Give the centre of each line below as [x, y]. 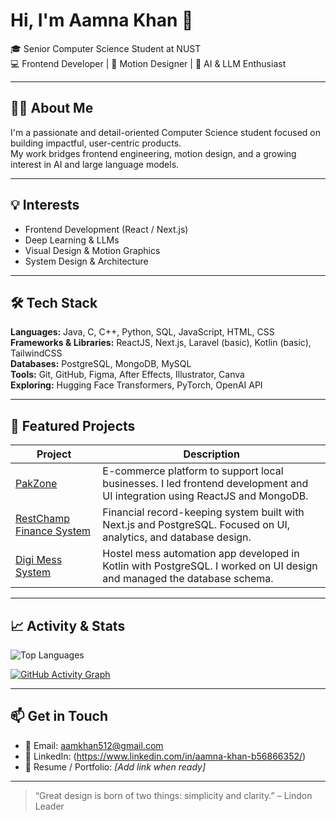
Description [211, 454]
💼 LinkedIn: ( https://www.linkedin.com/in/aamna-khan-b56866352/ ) [165, 756]
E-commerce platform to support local [193, 471]
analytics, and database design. [177, 537]
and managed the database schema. [188, 579]
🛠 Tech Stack [54, 302]
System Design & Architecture [86, 261]
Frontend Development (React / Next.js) [106, 229]
